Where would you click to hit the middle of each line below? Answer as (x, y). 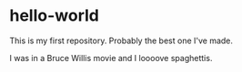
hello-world (55, 16)
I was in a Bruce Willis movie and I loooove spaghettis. (111, 58)
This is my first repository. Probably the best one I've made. (121, 40)
